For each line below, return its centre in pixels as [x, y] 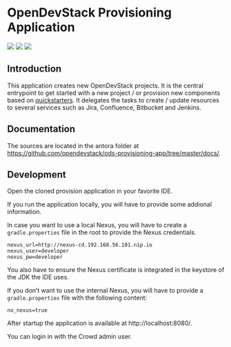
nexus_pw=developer [35, 257]
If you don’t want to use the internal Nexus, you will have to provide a [105, 291]
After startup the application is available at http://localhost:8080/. [100, 323]
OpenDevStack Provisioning [90, 13]
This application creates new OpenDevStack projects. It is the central [105, 85]
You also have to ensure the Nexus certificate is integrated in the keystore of [116, 270]
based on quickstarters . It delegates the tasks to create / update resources [113, 100]
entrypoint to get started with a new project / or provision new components [114, 93]
